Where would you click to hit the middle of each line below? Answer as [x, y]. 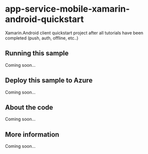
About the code [29, 107]
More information [32, 134]
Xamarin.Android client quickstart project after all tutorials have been [74, 33]
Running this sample [37, 53]
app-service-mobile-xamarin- [68, 9]
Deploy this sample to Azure [49, 81]
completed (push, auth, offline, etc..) [42, 38]
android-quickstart [44, 19]
